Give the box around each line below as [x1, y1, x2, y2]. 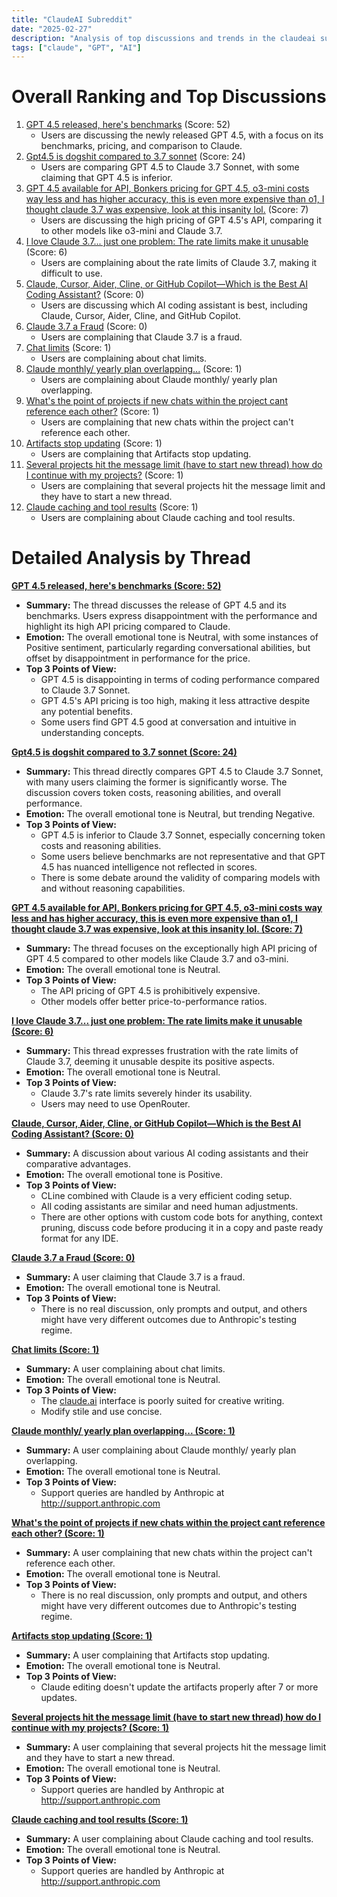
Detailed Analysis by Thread [11, 547, 251, 570]
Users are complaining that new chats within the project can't [40, 416, 294, 428]
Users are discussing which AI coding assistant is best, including [40, 299, 308, 311]
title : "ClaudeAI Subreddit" [11, 14, 133, 25]
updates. [40, 1692, 78, 1704]
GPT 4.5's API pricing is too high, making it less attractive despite [40, 695, 311, 707]
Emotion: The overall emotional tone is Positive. [25, 1169, 224, 1181]
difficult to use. [40, 267, 103, 280]
